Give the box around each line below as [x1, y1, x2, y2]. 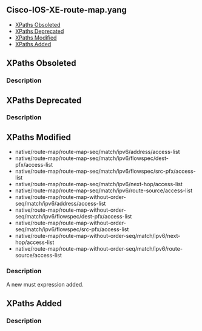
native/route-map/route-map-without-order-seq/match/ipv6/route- [15, 245, 183, 253]
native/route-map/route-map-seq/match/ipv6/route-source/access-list [15, 187, 193, 194]
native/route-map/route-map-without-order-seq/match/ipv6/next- [15, 232, 181, 240]
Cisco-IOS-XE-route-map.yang [6, 5, 127, 15]
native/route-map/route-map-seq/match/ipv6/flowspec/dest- [15, 155, 169, 162]
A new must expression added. [6, 280, 84, 288]
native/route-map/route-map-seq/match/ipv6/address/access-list [15, 148, 180, 156]
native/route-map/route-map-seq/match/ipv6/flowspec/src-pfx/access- [15, 167, 196, 175]
